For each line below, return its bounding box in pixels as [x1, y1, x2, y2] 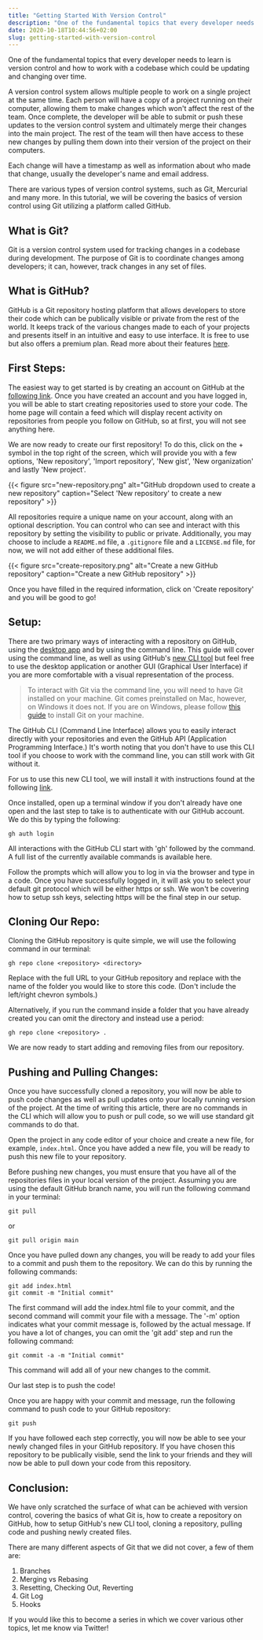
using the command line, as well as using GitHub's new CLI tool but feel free [8, 653, 255, 662]
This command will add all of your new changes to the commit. [8, 1365, 211, 1375]
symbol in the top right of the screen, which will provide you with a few [8, 448, 237, 457]
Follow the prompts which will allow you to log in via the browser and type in [8, 867, 255, 876]
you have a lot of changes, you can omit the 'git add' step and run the [8, 1328, 233, 1338]
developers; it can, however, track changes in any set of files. [8, 261, 206, 272]
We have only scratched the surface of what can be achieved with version [8, 1501, 248, 1512]
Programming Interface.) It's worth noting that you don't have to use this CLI [8, 742, 255, 752]
